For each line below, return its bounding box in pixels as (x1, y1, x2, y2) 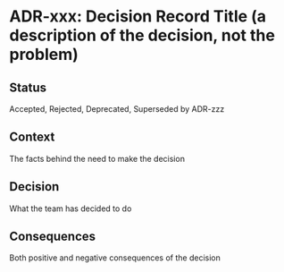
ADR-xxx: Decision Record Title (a (9, 6, 266, 27)
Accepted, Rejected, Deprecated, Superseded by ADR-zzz (9, 104, 225, 114)
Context (9, 130, 55, 145)
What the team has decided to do (9, 203, 132, 214)
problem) (9, 45, 79, 64)
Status (9, 80, 47, 95)
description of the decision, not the (9, 25, 275, 46)
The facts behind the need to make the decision (9, 153, 186, 164)
